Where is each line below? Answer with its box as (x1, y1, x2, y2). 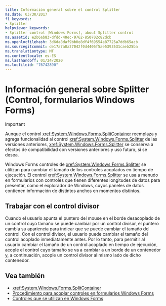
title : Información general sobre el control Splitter (5, 7, 121, 12)
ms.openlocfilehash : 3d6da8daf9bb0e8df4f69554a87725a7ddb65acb (5, 40, 138, 45)
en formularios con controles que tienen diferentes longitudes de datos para (5, 177, 161, 183)
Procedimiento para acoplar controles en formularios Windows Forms (12, 290, 154, 296)
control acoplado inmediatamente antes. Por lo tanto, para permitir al (5, 236, 145, 242)
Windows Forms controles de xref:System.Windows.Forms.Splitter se (5, 161, 147, 167)
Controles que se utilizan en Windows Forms (12, 295, 104, 301)
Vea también (5, 272, 45, 280)
